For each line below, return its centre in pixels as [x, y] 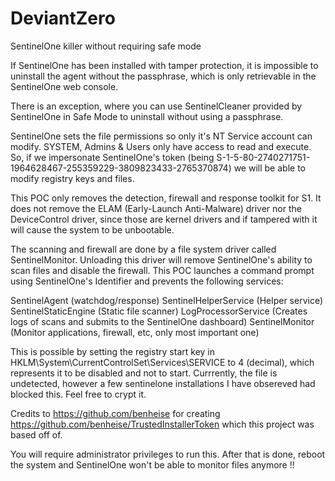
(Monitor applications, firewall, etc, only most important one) [135, 332]
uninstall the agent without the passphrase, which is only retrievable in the [163, 76]
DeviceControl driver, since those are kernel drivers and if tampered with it [164, 219]
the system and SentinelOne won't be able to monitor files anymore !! [152, 464]
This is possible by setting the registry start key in [112, 351]
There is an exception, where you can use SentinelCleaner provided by [156, 106]
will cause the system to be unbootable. [92, 229]
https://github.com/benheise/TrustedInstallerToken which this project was [162, 424]
